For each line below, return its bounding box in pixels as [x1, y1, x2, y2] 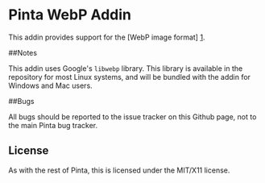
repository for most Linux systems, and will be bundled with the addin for [8, 72, 251, 81]
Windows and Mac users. [8, 81, 93, 90]
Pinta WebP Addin [8, 6, 131, 24]
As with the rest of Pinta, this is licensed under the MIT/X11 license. [8, 165, 230, 175]
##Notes [8, 48, 38, 57]
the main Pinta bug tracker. [8, 120, 98, 130]
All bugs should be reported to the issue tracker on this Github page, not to [8, 111, 257, 122]
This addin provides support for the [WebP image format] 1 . [8, 32, 205, 42]
